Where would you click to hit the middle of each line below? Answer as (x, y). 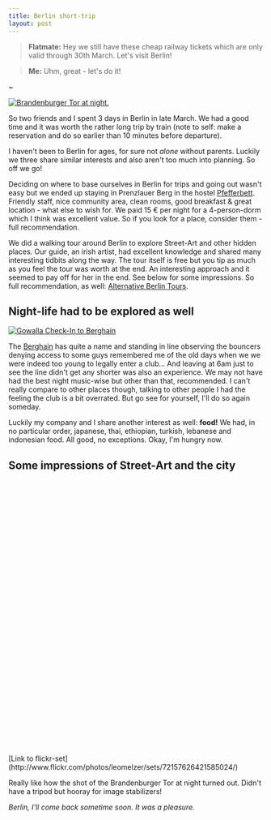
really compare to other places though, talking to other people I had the (127, 389)
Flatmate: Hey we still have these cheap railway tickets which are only (145, 46)
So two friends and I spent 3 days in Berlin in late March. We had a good (129, 118)
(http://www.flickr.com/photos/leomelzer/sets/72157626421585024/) (123, 767)
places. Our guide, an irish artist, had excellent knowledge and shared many (135, 251)
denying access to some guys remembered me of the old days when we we (135, 355)
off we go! (25, 168)
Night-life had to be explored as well (101, 311)
